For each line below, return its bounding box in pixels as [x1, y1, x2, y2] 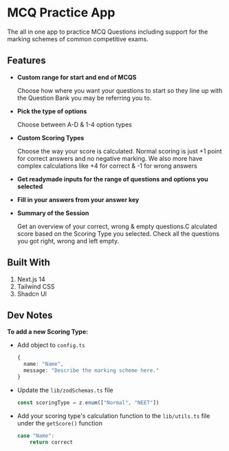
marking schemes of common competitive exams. [7, 34, 149, 43]
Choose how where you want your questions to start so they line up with [17, 86, 223, 94]
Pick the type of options [17, 107, 87, 115]
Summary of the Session [17, 208, 89, 217]
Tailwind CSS [17, 282, 55, 290]
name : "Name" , [23, 361, 64, 368]
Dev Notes [7, 309, 53, 321]
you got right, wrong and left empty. [17, 236, 119, 245]
